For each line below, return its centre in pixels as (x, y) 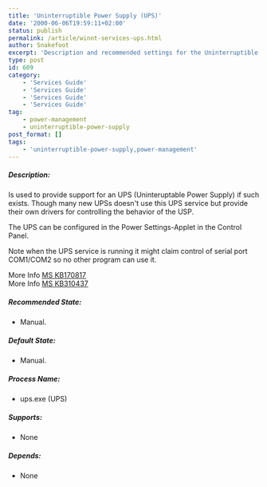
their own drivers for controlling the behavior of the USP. (101, 212)
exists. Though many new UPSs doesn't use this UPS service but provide (128, 204)
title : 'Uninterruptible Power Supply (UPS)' (85, 16)
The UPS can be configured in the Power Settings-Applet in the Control (125, 228)
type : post (26, 61)
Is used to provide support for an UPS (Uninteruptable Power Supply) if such (134, 195)
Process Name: (34, 378)
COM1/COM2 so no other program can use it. (82, 259)
